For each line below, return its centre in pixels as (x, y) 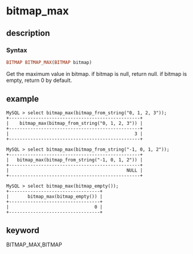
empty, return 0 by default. (39, 80)
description (28, 33)
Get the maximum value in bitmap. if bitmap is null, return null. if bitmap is (96, 74)
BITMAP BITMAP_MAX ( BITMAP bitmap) (49, 62)
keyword (23, 230)
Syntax (17, 50)
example (23, 99)
